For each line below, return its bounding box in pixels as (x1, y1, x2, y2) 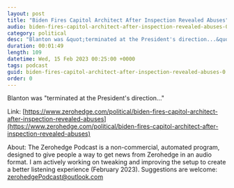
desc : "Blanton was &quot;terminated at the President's (7, 36, 176, 43)
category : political (7, 29, 68, 37)
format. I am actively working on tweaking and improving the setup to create (7, 158, 226, 166)
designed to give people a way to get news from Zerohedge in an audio (7, 150, 212, 159)
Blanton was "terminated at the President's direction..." (7, 94, 165, 102)
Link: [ (7, 107, 26, 116)
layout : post (7, 10, 45, 17)
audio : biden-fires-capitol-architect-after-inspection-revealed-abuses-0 (7, 23, 229, 30)
